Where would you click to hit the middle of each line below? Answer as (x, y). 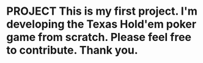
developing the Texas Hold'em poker (102, 24)
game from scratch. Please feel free (99, 37)
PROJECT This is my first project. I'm (102, 11)
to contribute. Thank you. (72, 50)
